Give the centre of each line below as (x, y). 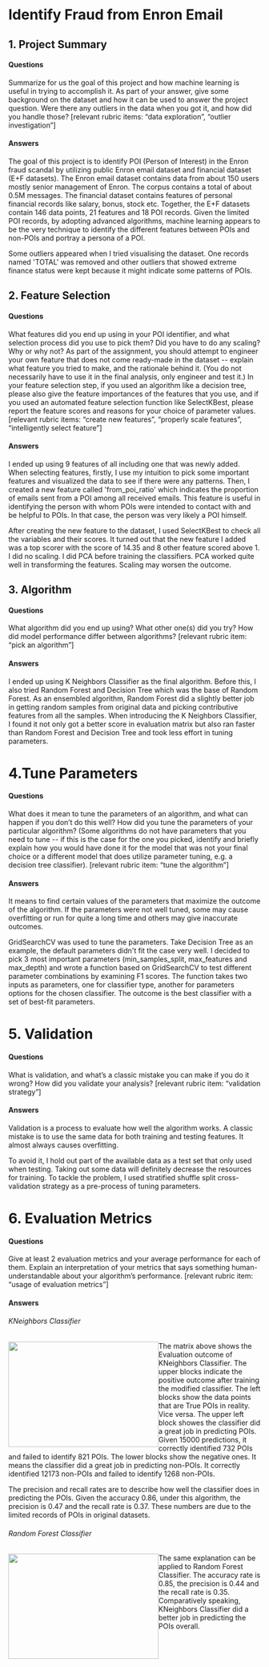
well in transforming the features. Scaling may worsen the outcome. (120, 564)
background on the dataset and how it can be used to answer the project (128, 99)
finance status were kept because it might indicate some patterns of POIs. (130, 270)
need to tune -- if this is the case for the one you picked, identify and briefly (133, 839)
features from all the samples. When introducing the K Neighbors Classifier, (133, 715)
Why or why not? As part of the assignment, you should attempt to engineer (133, 351)
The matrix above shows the (205, 1345)
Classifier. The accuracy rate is (210, 1575)
